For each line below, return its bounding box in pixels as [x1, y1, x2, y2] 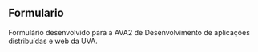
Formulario [8, 6, 64, 20]
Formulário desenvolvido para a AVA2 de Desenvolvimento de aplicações [8, 27, 251, 37]
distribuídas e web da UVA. [8, 36, 98, 46]
